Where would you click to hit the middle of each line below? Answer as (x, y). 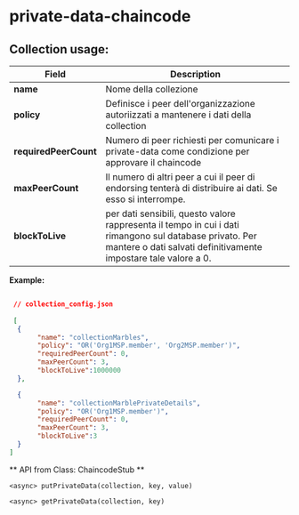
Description (195, 74)
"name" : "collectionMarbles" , (93, 337)
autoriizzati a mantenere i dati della (178, 115)
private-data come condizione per (178, 151)
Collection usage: (59, 49)
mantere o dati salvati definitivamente (184, 247)
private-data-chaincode (100, 16)
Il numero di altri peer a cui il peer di (180, 177)
